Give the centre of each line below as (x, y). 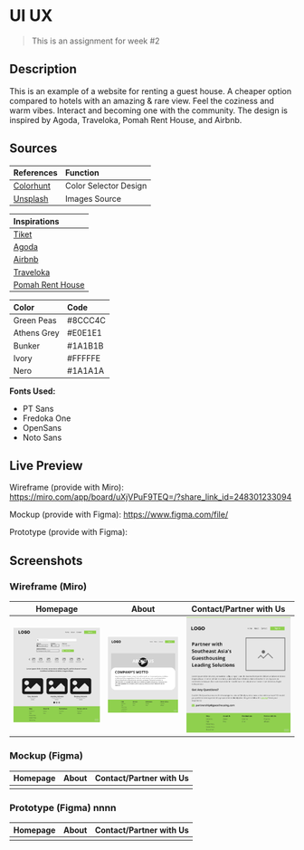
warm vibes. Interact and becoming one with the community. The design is (148, 110)
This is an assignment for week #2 (95, 41)
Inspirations (36, 221)
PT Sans (38, 408)
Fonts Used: (33, 391)
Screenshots (46, 561)
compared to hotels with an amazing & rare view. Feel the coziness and (142, 100)
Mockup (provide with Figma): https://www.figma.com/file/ (119, 515)
